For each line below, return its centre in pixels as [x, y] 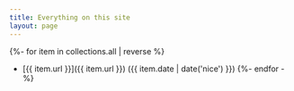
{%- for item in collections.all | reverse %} [87, 51]
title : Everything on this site [70, 17]
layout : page [34, 26]
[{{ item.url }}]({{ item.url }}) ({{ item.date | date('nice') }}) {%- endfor [151, 69]
